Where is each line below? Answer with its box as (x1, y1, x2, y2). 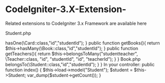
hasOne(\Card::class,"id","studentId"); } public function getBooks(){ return (5, 39, 160, 46)
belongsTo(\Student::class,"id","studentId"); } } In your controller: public (5, 61, 155, 67)
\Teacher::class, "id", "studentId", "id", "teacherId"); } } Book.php (5, 56, 141, 62)
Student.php (5, 30, 31, 36)
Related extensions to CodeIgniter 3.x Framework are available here (5, 20, 147, 26)
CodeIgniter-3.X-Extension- (5, 4, 126, 15)
